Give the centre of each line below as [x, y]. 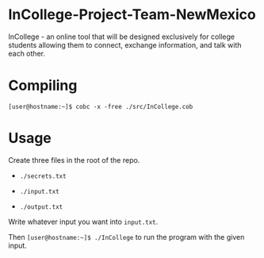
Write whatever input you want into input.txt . [83, 221]
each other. [27, 53]
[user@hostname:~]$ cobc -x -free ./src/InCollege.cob [101, 106]
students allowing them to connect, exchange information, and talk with [125, 44]
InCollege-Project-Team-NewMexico [132, 15]
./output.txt [41, 207]
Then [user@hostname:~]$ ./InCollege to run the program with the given [126, 237]
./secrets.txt [43, 176]
